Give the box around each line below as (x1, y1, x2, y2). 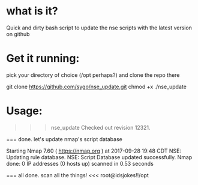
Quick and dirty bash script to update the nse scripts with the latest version (6, 24, 192, 31)
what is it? (6, 4, 58, 18)
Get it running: (6, 52, 80, 65)
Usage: (6, 104, 43, 118)
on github (6, 30, 30, 37)
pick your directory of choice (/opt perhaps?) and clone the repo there (6, 71, 180, 79)
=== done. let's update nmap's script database (6, 135, 123, 142)
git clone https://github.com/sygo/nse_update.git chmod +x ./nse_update (6, 83, 187, 90)
